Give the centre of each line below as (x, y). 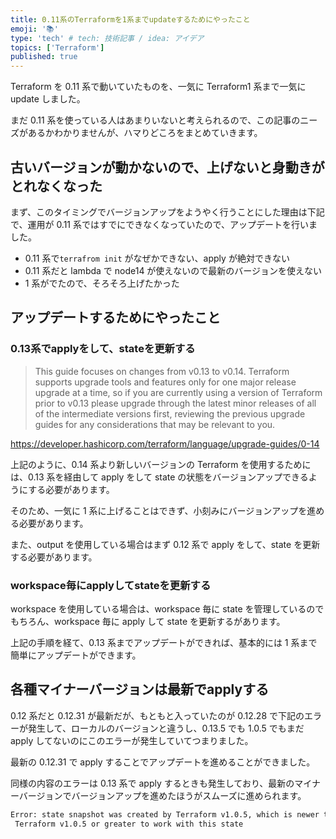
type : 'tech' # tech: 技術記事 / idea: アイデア (107, 38)
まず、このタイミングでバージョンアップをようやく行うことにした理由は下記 (167, 212)
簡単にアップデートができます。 (76, 655)
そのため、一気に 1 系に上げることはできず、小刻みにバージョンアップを (159, 510)
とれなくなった (56, 186)
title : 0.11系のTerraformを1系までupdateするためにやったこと (130, 19)
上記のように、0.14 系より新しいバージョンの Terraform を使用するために (161, 464)
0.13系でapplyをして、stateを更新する (103, 349)
